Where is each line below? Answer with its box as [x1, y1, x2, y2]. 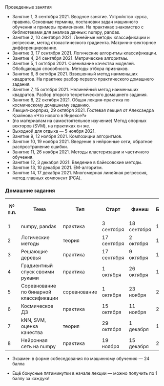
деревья [21, 254, 41, 261]
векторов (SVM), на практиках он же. [12, 123, 90, 129]
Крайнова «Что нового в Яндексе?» [12, 113, 87, 118]
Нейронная [21, 337, 48, 344]
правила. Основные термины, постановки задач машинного [12, 19, 138, 24]
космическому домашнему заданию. [12, 102, 90, 108]
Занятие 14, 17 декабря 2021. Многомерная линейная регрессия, [12, 170, 148, 175]
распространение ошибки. [12, 144, 68, 149]
